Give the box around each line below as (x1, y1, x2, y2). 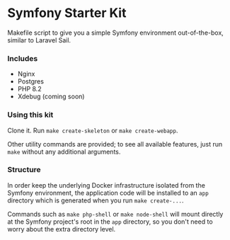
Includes (7, 53, 38, 63)
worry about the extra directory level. (7, 224, 116, 233)
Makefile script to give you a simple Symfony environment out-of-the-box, (7, 28, 224, 37)
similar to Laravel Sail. (7, 35, 71, 44)
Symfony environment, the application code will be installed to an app (7, 188, 209, 197)
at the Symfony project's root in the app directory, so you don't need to (7, 217, 214, 226)
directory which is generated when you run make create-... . (7, 196, 184, 205)
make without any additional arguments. (7, 147, 121, 156)
